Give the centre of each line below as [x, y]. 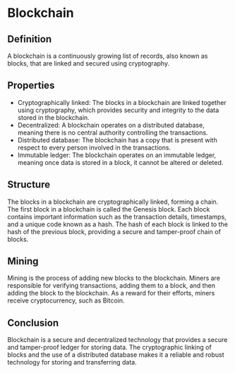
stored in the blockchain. [53, 117]
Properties [31, 86]
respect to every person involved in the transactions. [94, 147]
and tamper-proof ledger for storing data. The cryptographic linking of [109, 348]
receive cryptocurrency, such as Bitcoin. [66, 300]
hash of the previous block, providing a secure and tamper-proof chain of [114, 231]
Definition [29, 39]
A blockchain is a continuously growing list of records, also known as [108, 56]
